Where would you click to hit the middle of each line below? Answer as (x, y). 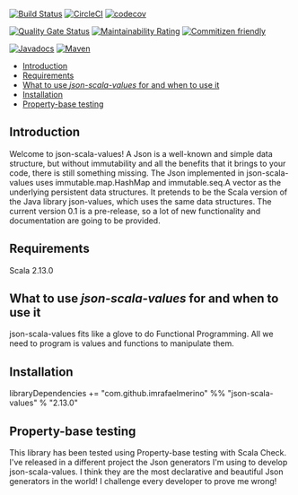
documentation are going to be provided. (85, 221)
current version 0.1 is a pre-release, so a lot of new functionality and (135, 211)
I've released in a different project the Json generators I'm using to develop (149, 463)
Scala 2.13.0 (31, 270)
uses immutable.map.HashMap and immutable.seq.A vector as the (158, 182)
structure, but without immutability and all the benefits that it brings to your (148, 163)
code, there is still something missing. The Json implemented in (127, 173)
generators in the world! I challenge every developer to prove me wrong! (143, 482)
